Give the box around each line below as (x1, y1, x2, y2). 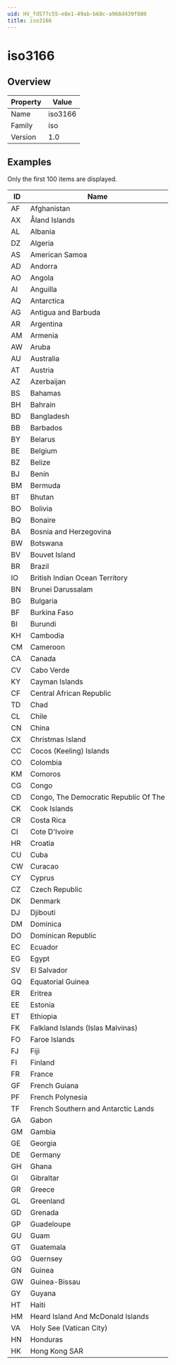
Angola (30, 273, 54, 283)
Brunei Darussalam (30, 584, 93, 594)
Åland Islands (30, 215, 76, 225)
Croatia (30, 839, 54, 849)
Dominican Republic (30, 931, 97, 941)
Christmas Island (30, 734, 86, 744)
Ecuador (30, 942, 59, 952)
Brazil (30, 562, 49, 572)
